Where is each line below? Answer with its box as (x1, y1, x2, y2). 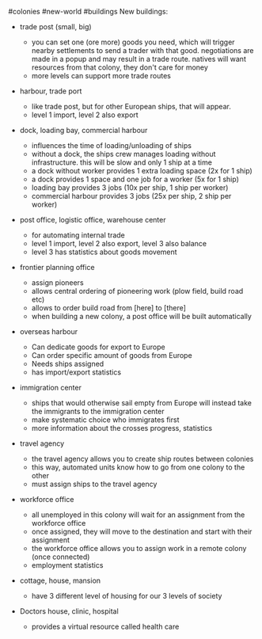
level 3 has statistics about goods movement (31, 247, 177, 257)
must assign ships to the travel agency (31, 479, 158, 489)
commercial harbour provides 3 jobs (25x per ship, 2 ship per (31, 192, 232, 200)
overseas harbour (19, 327, 78, 336)
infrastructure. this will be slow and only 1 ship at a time (31, 158, 212, 167)
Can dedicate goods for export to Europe (31, 342, 165, 352)
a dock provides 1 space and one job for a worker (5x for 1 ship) (31, 174, 240, 184)
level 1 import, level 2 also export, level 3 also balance (31, 239, 207, 248)
